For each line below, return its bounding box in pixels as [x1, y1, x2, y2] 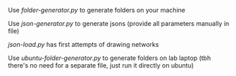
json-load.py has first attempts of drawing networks [8, 40, 159, 48]
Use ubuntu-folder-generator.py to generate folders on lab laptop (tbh [8, 54, 211, 62]
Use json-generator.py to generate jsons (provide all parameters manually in [8, 20, 230, 27]
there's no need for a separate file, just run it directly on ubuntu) [8, 61, 194, 69]
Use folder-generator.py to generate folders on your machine [8, 6, 186, 14]
